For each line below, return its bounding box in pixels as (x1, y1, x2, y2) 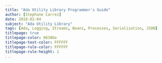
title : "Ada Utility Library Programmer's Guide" (5, 7, 111, 12)
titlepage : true (5, 30, 39, 35)
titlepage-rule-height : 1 (5, 49, 59, 54)
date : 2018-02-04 (5, 16, 41, 21)
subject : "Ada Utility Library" (5, 21, 72, 26)
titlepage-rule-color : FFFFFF (5, 44, 68, 49)
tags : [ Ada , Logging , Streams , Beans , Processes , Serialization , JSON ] (5, 26, 157, 31)
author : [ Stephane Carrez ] (5, 12, 61, 17)
